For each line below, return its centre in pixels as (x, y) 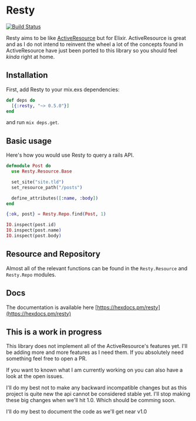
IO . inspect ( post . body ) (34, 236)
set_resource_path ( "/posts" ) (47, 187)
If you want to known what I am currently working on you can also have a (94, 370)
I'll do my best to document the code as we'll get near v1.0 (77, 412)
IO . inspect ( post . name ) (34, 230)
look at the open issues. (35, 376)
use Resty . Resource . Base (42, 171)
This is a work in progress (54, 332)
